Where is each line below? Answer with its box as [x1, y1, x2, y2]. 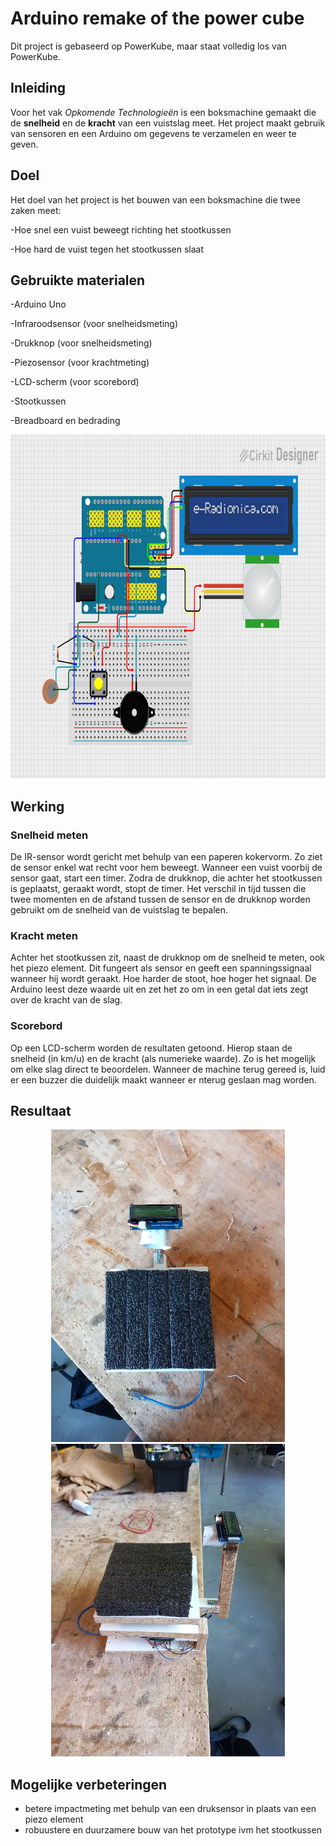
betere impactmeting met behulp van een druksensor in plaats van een [24, 1803, 317, 1815]
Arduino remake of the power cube [10, 7, 305, 30]
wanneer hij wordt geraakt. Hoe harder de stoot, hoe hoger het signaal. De [10, 973, 317, 985]
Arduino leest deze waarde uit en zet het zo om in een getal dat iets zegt [10, 983, 309, 996]
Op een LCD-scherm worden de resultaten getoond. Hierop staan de [10, 1042, 293, 1054]
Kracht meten [10, 928, 78, 942]
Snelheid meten [10, 828, 89, 842]
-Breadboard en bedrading [10, 415, 121, 427]
